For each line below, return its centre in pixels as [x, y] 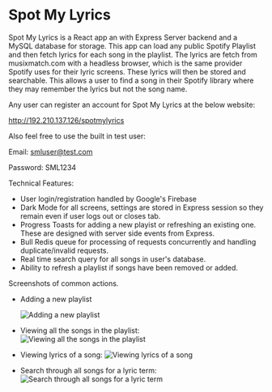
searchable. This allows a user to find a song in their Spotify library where [131, 80]
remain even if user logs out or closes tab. [90, 215]
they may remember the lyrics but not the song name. [98, 89]
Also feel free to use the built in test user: [77, 136]
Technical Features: [41, 183]
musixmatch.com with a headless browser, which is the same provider [125, 63]
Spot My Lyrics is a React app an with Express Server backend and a [123, 37]
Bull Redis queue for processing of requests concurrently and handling [138, 241]
